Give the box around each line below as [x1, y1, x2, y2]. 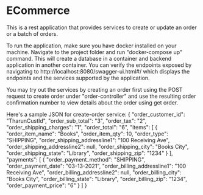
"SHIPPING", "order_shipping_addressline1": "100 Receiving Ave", [6, 136, 170, 143]
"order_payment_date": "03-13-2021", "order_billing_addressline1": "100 [6, 162, 187, 169]
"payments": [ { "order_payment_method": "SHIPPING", [6, 156, 146, 163]
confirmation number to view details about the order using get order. [6, 98, 179, 106]
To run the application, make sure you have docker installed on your [6, 42, 177, 49]
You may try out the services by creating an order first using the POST [6, 86, 183, 93]
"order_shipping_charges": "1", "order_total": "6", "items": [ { [6, 123, 157, 131]
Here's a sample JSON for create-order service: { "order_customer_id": [6, 111, 185, 118]
